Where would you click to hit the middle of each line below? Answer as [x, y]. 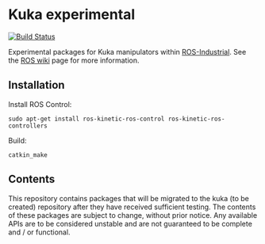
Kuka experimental [72, 15]
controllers [28, 126]
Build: [17, 140]
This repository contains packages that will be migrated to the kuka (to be [129, 198]
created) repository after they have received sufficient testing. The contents [132, 207]
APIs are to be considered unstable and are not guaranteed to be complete [130, 223]
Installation [36, 85]
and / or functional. [39, 232]
